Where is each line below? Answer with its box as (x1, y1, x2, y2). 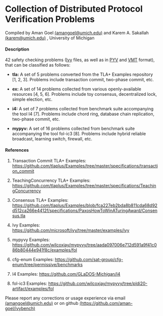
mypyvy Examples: (12, 237, 50, 243)
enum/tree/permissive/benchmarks (12, 262, 83, 268)
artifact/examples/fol (12, 286, 54, 292)
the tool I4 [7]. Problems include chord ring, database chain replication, (12, 111, 155, 117)
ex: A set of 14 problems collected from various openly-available (12, 86, 142, 92)
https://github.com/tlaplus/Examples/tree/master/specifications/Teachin (12, 183, 157, 189)
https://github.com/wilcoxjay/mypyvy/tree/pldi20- (48, 281, 148, 286)
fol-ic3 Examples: (12, 281, 48, 286)
